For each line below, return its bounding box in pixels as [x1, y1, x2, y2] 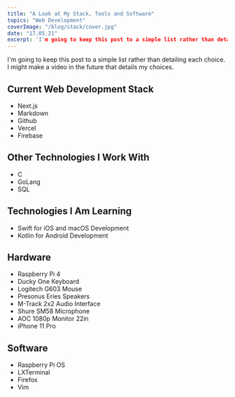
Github [17, 116, 37, 124]
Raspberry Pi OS [17, 361, 66, 369]
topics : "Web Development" [7, 17, 86, 24]
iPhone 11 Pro [17, 322, 56, 331]
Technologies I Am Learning [7, 205, 132, 217]
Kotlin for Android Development [17, 231, 108, 240]
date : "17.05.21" [7, 29, 58, 37]
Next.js [17, 101, 38, 110]
